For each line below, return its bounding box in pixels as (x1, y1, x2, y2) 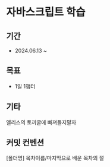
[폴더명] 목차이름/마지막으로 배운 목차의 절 (6, 155, 104, 162)
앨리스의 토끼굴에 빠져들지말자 (6, 118, 77, 125)
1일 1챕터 (14, 83, 36, 90)
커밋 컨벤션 (6, 138, 45, 148)
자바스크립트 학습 (6, 5, 86, 19)
